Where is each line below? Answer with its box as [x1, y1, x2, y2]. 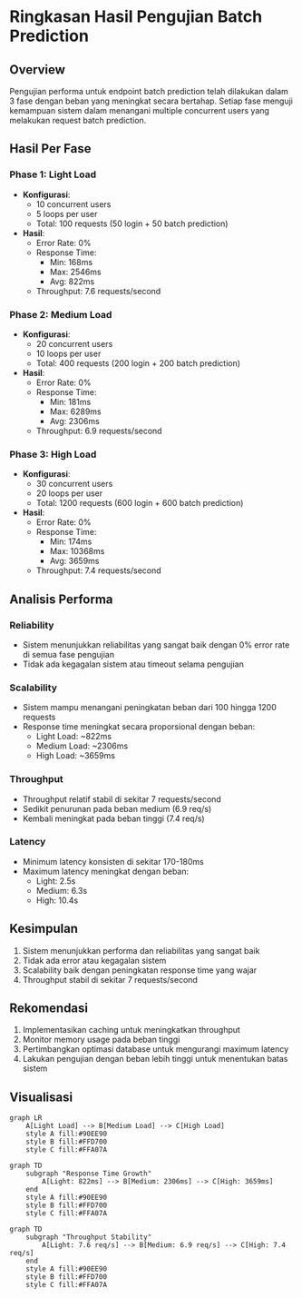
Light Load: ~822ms [35, 731, 112, 742]
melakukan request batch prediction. [9, 115, 147, 125]
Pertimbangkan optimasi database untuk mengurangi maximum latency [22, 1044, 289, 1055]
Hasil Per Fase [9, 141, 92, 156]
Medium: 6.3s [35, 885, 88, 896]
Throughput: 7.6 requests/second [35, 285, 161, 296]
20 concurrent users [35, 338, 113, 349]
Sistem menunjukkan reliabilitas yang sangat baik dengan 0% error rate [22, 639, 290, 650]
